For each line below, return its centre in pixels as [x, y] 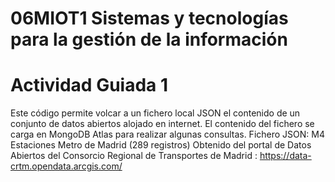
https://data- [285, 156]
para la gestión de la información [149, 39]
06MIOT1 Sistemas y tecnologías [149, 18]
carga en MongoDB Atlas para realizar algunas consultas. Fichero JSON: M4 [167, 134]
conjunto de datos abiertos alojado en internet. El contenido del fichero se [162, 124]
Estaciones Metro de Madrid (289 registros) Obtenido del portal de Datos [161, 145]
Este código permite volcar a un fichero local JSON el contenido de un [155, 113]
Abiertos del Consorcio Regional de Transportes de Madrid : [134, 156]
